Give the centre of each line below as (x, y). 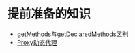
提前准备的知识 (49, 14)
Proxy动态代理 (37, 42)
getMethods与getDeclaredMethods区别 (72, 34)
